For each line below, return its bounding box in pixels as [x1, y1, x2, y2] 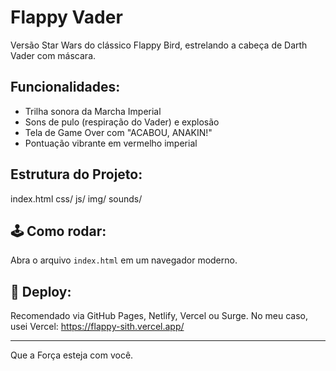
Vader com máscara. [10, 49, 97, 61]
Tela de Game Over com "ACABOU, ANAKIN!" [24, 126, 213, 138]
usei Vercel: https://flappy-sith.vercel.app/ [10, 321, 185, 333]
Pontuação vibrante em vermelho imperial [24, 137, 198, 149]
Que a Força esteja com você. [10, 349, 134, 361]
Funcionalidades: [10, 79, 121, 96]
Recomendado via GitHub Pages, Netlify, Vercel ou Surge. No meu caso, [10, 310, 309, 322]
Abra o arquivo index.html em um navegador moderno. [10, 254, 238, 266]
